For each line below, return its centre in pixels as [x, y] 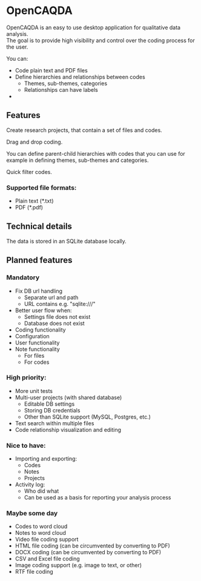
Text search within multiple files [54, 423]
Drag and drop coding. [35, 142]
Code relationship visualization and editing [68, 430]
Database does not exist [54, 323]
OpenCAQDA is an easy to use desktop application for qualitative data [93, 27]
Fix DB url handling [38, 291]
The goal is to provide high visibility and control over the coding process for [100, 40]
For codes [37, 362]
